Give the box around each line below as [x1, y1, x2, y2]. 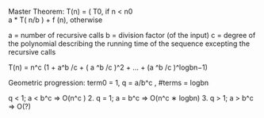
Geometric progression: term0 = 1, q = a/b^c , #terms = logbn [8, 78, 209, 87]
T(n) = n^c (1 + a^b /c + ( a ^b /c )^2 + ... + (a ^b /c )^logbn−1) [8, 63, 209, 72]
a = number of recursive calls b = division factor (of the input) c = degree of [8, 31, 256, 40]
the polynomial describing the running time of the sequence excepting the [8, 39, 251, 48]
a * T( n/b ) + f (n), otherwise [8, 15, 103, 25]
